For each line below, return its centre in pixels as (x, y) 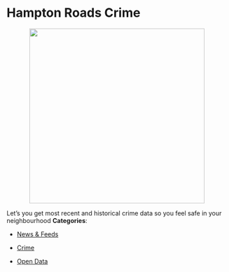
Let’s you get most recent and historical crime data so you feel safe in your (114, 213)
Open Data (32, 261)
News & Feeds (37, 234)
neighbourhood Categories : (47, 220)
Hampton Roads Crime (74, 13)
